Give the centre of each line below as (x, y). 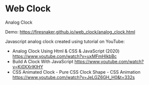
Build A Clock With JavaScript (43, 61)
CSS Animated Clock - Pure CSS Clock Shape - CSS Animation (76, 72)
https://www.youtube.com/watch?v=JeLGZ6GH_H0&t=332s (74, 77)
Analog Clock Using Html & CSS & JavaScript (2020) (66, 51)
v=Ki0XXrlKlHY (28, 67)
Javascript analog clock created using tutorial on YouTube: (65, 41)
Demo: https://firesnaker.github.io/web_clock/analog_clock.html (70, 32)
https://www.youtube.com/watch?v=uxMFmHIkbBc (65, 56)
